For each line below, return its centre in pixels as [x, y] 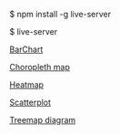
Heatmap [26, 85]
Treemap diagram [43, 120]
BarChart [26, 49]
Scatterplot [30, 102]
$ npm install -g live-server [60, 14]
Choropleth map [40, 67]
